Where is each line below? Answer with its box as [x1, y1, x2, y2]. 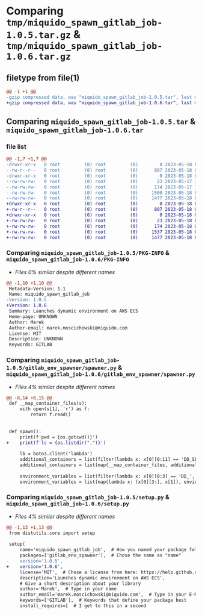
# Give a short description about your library [19, 580, 141, 587]
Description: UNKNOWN [8, 336, 63, 342]
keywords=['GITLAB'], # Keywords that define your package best [19, 598, 187, 604]
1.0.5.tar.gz [6, 30, 71, 41]
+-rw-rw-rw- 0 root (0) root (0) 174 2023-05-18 [6, 223, 192, 229]
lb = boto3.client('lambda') [19, 451, 93, 457]
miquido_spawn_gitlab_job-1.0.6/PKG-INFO [6, 256, 129, 263]
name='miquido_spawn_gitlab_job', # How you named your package [19, 547, 187, 553]
